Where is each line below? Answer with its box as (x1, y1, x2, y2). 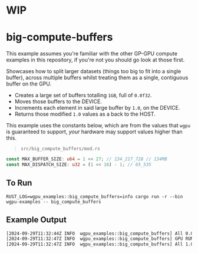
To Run (6, 178, 32, 188)
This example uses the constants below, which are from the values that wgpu (6, 122, 190, 129)
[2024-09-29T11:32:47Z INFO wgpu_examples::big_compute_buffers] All (6, 241, 183, 248)
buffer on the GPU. (6, 80, 52, 87)
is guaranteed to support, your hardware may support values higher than (6, 128, 183, 136)
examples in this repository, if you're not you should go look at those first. (6, 57, 185, 64)
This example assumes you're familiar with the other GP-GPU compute (6, 50, 178, 57)
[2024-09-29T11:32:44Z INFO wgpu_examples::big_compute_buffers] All (6, 231, 183, 236)
